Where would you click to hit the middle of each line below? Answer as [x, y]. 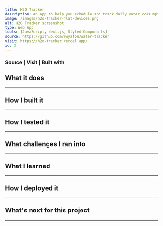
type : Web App [19, 28]
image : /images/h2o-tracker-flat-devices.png [52, 18]
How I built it [24, 100]
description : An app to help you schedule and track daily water [72, 14]
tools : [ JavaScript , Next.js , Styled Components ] [56, 32]
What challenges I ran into [45, 144]
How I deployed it [32, 188]
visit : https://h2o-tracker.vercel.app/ [47, 41]
